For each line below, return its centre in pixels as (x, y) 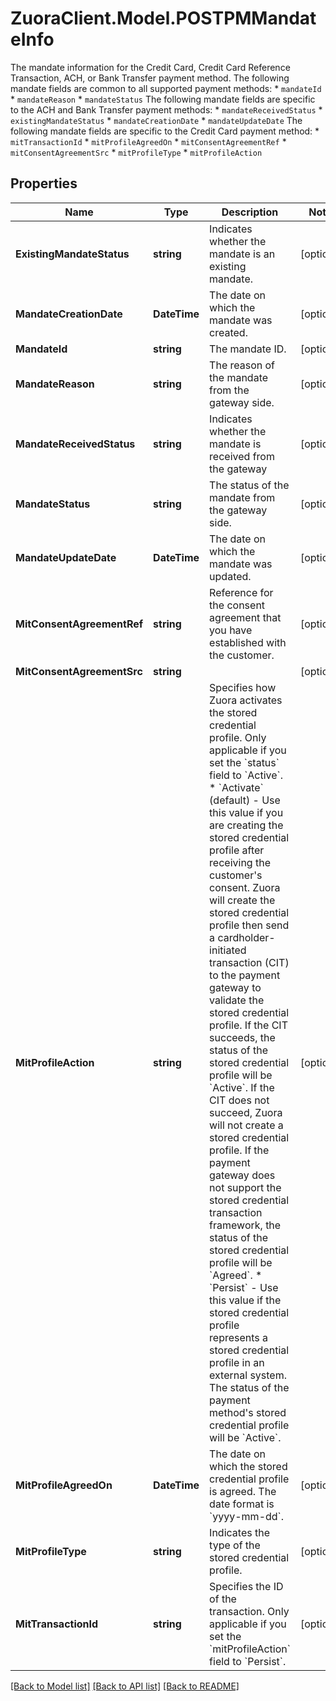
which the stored (248, 1466)
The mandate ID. (248, 349)
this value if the (245, 1300)
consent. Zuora (245, 887)
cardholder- (246, 937)
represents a (239, 1337)
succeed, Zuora (246, 1112)
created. (228, 332)
